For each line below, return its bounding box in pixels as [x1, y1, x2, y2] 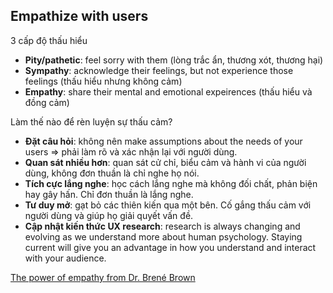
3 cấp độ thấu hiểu [10, 34, 88, 46]
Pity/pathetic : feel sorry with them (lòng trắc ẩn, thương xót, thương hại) [24, 54, 324, 66]
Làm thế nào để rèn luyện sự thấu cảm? [10, 115, 173, 128]
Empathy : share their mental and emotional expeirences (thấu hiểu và [24, 85, 313, 98]
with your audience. [24, 252, 107, 264]
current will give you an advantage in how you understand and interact [24, 241, 317, 253]
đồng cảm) [24, 96, 70, 108]
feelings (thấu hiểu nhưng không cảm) [24, 75, 183, 87]
